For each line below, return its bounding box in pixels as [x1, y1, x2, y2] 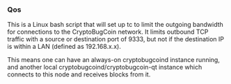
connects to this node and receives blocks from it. [7, 70, 151, 78]
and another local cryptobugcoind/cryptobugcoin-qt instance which [7, 63, 202, 72]
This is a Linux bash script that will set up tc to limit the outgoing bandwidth [7, 21, 224, 29]
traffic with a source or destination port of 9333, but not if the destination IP [7, 35, 225, 43]
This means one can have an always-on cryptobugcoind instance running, [7, 56, 221, 64]
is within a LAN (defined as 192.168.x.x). [7, 43, 122, 51]
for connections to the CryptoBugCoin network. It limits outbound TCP [7, 28, 209, 36]
